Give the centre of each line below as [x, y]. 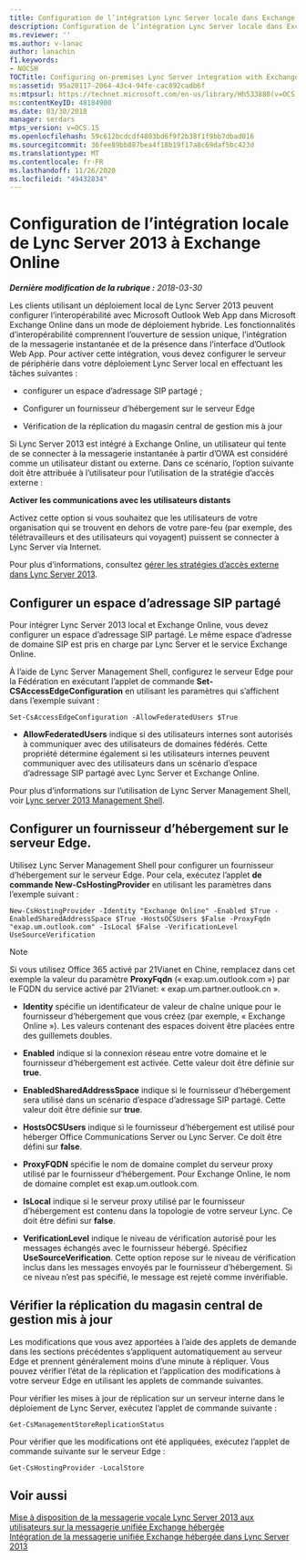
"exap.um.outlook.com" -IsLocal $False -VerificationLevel [124, 927]
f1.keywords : [34, 60]
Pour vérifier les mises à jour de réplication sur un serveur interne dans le [147, 1398]
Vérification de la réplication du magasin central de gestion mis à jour [153, 426]
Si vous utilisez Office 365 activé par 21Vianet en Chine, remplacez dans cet [153, 969]
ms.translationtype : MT [55, 153]
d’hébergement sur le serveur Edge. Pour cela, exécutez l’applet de [136, 875]
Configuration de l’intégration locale [149, 224]
